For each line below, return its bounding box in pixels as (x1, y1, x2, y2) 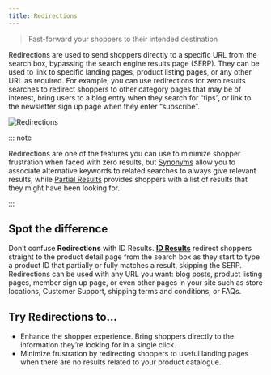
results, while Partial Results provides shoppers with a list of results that (8, 174, 248, 184)
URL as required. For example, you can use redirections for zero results (8, 75, 246, 85)
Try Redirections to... (8, 309, 117, 324)
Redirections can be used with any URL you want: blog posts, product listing (8, 269, 263, 279)
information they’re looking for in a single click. (19, 340, 176, 350)
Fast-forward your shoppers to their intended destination (28, 34, 218, 44)
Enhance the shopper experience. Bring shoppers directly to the (19, 331, 235, 341)
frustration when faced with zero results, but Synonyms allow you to (8, 157, 236, 167)
